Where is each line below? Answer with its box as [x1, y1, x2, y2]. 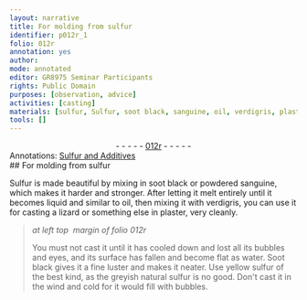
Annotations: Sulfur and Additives [9, 150, 136, 161]
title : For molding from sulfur [9, 22, 132, 31]
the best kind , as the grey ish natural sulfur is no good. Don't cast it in [31, 272, 292, 283]
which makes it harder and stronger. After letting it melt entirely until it [9, 187, 272, 198]
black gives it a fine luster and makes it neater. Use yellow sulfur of [31, 262, 285, 273]
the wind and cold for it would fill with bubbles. [31, 281, 208, 293]
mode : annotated [9, 65, 71, 74]
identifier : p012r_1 [9, 30, 89, 39]
